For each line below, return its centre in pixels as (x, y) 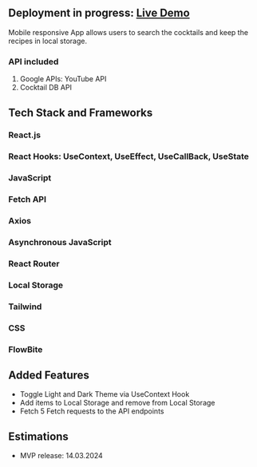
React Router (34, 263)
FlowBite (26, 349)
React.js (25, 135)
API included (34, 61)
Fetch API (27, 200)
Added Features (49, 376)
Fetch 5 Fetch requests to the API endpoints (92, 411)
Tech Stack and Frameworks (81, 112)
